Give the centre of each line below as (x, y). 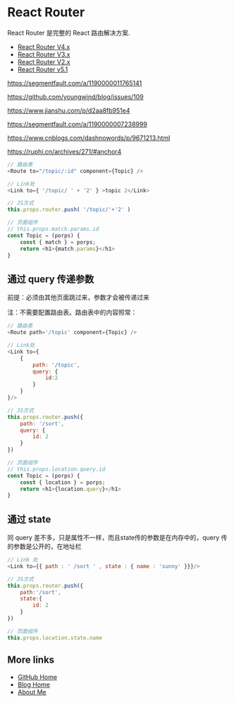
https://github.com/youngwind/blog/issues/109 (76, 97)
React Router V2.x (44, 61)
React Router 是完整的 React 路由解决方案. (69, 33)
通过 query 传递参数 (51, 279)
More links (31, 660)
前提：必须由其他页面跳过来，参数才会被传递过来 (78, 297)
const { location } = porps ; (63, 482)
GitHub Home (37, 677)
